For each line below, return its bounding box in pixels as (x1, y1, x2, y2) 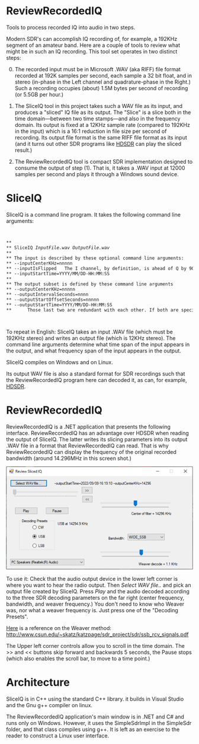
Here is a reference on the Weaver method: (6, 625, 111, 632)
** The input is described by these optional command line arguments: (6, 255, 184, 261)
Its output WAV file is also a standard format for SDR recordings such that (6, 370, 185, 377)
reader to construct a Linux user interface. (6, 732, 110, 739)
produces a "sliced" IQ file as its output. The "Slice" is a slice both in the (14, 109, 191, 116)
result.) (14, 147, 33, 154)
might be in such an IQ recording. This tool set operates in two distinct (6, 47, 178, 55)
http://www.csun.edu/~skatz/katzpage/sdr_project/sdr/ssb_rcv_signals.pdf (6, 631, 189, 638)
